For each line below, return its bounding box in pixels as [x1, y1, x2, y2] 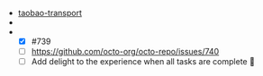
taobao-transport [17, 8, 83, 18]
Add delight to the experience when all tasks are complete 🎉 [31, 56, 255, 67]
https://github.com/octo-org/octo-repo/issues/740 [31, 46, 220, 57]
